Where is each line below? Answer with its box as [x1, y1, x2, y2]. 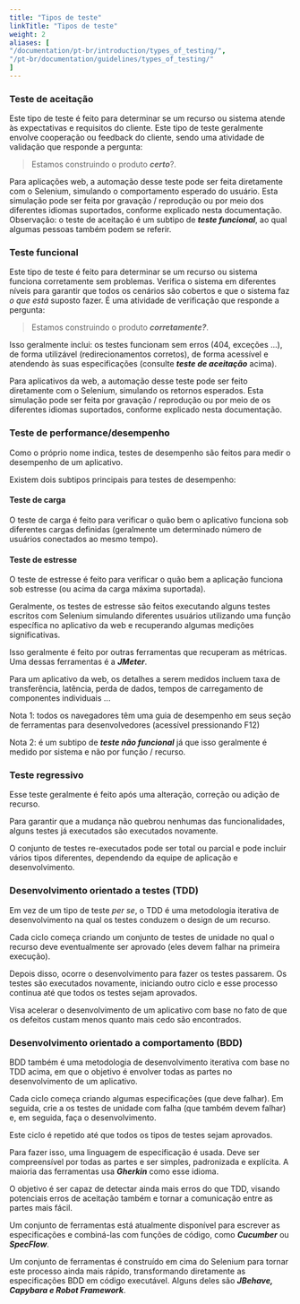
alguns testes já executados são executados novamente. [9, 825, 219, 836]
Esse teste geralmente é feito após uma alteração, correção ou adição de [9, 790, 280, 800]
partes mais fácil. [9, 1203, 73, 1213]
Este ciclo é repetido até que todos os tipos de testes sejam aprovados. [9, 1130, 273, 1141]
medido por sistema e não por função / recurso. [9, 747, 186, 757]
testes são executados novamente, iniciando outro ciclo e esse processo [9, 978, 278, 989]
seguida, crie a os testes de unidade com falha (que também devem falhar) [9, 1103, 287, 1114]
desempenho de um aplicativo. [9, 456, 124, 467]
